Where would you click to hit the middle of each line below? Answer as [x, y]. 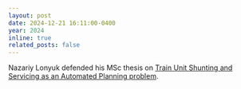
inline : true [30, 38]
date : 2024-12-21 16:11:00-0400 [62, 23]
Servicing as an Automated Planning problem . [83, 76]
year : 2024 [26, 30]
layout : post [30, 15]
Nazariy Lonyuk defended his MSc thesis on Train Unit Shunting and [120, 68]
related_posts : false [44, 45]
